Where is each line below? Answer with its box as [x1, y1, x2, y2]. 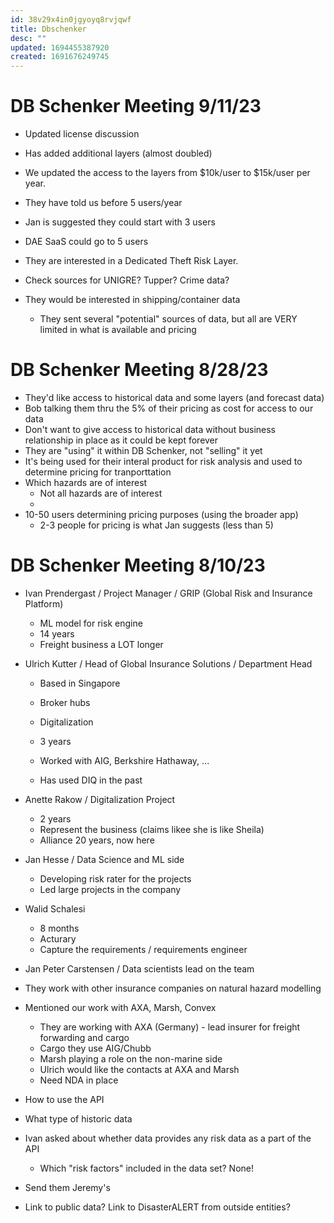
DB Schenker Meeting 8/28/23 [10, 359, 269, 381]
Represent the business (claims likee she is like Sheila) [39, 823, 265, 835]
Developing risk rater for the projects [39, 872, 192, 885]
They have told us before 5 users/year [24, 197, 183, 209]
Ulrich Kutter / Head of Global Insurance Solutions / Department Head [24, 657, 313, 670]
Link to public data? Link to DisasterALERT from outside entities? [24, 1201, 291, 1213]
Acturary [39, 932, 77, 945]
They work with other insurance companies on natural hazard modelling [24, 982, 322, 994]
